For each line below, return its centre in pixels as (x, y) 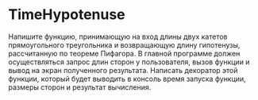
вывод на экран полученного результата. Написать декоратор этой (123, 70)
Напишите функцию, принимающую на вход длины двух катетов (118, 37)
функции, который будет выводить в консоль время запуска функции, (127, 79)
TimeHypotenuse (67, 15)
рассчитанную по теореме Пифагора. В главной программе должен (124, 53)
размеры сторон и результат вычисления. (80, 87)
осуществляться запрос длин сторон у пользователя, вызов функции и (129, 62)
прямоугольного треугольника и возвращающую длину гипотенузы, (124, 44)
